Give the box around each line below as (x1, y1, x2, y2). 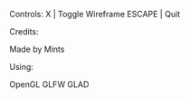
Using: (9, 62, 34, 72)
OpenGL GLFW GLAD (9, 79, 90, 90)
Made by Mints (9, 44, 65, 54)
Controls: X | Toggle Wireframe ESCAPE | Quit (9, 9, 181, 19)
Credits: (9, 26, 39, 36)
